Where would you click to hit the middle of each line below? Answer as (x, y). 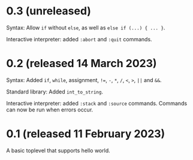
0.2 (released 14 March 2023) (82, 64)
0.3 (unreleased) (49, 11)
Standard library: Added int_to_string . (55, 92)
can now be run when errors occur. (50, 110)
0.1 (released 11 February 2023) (86, 134)
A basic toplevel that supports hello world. (58, 150)
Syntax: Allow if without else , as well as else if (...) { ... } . (86, 28)
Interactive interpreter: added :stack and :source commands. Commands (97, 103)
